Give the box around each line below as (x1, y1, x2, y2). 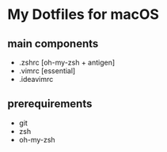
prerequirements (7, 97, 93, 111)
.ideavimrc (18, 75, 54, 83)
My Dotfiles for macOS (7, 6, 160, 24)
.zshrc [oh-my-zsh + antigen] (18, 57, 116, 67)
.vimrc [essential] (18, 66, 76, 76)
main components (7, 37, 99, 50)
